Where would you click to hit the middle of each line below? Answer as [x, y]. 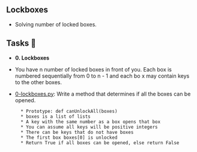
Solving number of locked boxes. [56, 24]
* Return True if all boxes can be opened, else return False [100, 143]
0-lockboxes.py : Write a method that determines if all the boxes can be [103, 94]
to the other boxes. [38, 82]
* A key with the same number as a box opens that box [91, 122]
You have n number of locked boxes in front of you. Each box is [93, 69]
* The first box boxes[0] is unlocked [69, 138]
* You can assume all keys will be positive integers [89, 127]
